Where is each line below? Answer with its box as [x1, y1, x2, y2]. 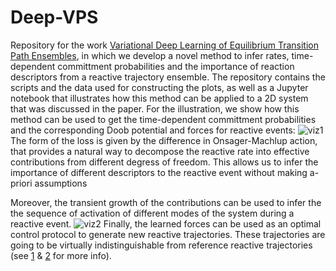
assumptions [34, 177, 88, 189]
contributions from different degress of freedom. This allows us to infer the [10, 156, 319, 168]
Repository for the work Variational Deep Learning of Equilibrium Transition [10, 39, 320, 51]
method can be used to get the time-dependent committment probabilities [10, 113, 317, 125]
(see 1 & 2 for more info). [10, 249, 112, 261]
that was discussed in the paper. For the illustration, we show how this [10, 102, 300, 115]
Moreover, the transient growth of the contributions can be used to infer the [10, 196, 322, 208]
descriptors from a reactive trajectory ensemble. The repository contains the [10, 71, 326, 83]
